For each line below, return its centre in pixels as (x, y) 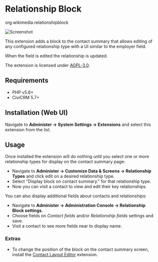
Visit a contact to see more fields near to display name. (67, 226)
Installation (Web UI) (37, 113)
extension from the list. (28, 129)
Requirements (27, 80)
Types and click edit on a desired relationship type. (63, 176)
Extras (13, 239)
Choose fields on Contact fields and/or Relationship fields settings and (83, 216)
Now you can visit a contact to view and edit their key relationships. (79, 187)
